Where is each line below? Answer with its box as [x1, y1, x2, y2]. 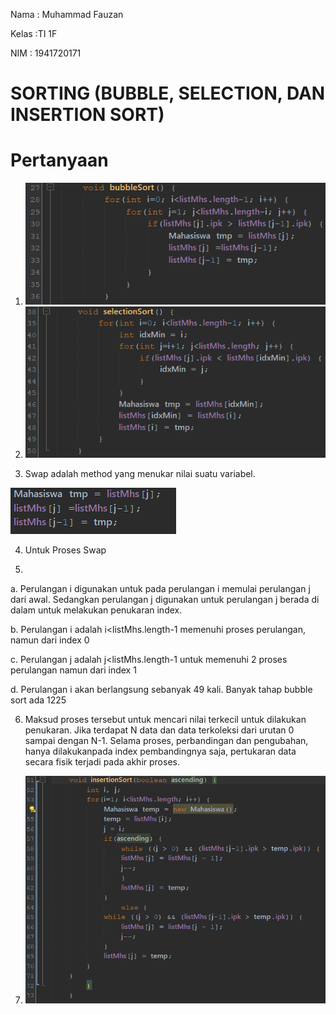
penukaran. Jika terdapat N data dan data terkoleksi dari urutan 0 [24, 724, 295, 736]
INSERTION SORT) [10, 104, 165, 126]
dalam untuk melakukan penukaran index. [10, 604, 183, 616]
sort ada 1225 [10, 694, 67, 706]
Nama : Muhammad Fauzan [10, 9, 124, 20]
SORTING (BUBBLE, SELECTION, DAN [10, 82, 326, 105]
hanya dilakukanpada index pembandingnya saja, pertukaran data [24, 745, 297, 758]
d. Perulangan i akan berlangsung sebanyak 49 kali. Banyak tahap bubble [10, 684, 313, 696]
